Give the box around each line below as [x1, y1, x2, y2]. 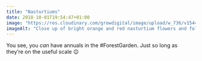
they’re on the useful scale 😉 [6, 48, 79, 56]
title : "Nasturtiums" [6, 8, 61, 15]
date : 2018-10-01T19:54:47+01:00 [6, 14, 90, 20]
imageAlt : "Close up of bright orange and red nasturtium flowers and [6, 25, 187, 32]
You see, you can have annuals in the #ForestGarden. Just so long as [6, 42, 178, 49]
